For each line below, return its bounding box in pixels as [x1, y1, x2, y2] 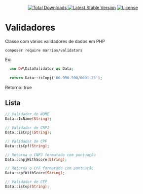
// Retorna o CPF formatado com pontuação [5, 166, 94, 171]
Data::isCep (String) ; [5, 184, 50, 189]
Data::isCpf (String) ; [5, 144, 50, 148]
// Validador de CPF [5, 139, 48, 144]
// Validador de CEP [5, 180, 48, 185]
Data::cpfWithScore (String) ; [5, 171, 65, 176]
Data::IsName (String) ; [5, 116, 52, 121]
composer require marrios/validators [5, 48, 83, 53]
